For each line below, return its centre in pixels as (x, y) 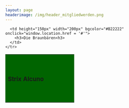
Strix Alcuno (26, 79)
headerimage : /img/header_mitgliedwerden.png (54, 15)
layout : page (19, 10)
